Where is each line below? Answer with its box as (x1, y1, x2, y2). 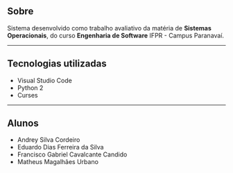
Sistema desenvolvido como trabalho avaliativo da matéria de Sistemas (7, 24, 212, 32)
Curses (17, 91, 38, 99)
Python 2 (17, 83, 44, 92)
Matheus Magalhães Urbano (17, 158, 99, 166)
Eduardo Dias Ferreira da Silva (17, 143, 104, 152)
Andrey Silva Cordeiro (17, 136, 80, 144)
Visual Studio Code (17, 76, 73, 84)
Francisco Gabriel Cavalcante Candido (17, 150, 128, 158)
